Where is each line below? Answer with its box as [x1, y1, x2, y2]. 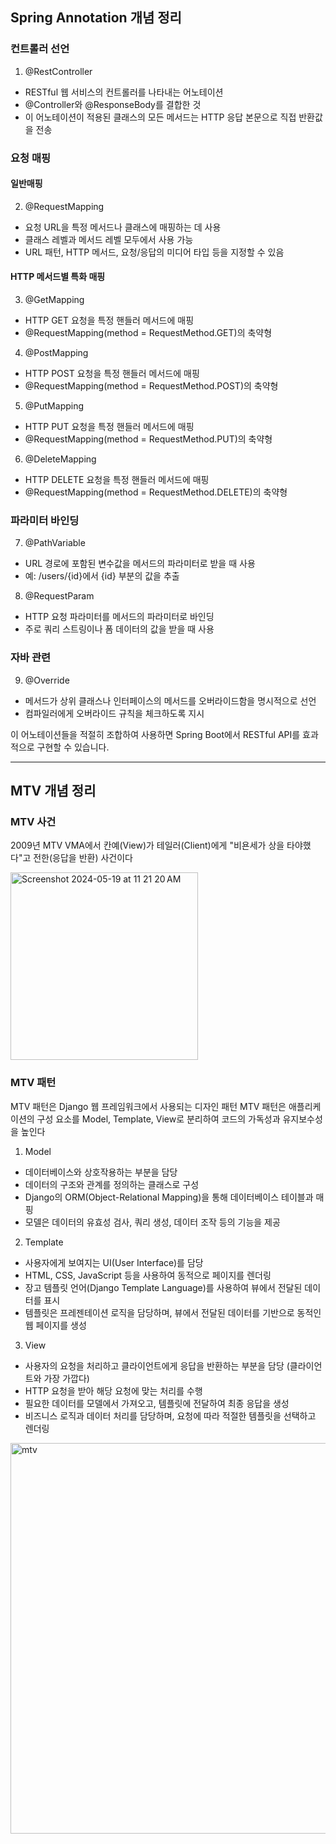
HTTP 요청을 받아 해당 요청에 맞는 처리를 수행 [24, 1384, 203, 1397]
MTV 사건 [10, 814, 57, 828]
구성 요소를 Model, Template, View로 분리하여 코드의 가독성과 [36, 1113, 281, 1125]
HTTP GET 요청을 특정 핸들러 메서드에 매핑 [24, 314, 195, 327]
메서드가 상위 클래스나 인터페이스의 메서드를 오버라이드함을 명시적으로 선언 [24, 694, 317, 707]
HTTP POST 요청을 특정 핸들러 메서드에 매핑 [24, 368, 200, 380]
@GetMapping [24, 294, 85, 306]
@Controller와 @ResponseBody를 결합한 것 [24, 98, 202, 110]
